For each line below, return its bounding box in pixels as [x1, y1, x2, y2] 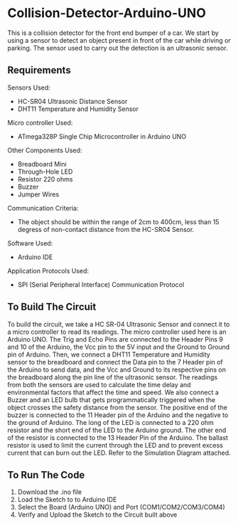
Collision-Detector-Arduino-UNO [7, 5, 206, 21]
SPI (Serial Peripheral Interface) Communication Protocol [17, 280, 185, 289]
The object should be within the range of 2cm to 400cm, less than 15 [17, 217, 220, 226]
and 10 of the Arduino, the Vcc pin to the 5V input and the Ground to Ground [7, 342, 230, 351]
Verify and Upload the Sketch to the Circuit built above [17, 510, 178, 519]
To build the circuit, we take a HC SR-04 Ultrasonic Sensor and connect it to [7, 320, 230, 328]
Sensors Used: [7, 83, 51, 92]
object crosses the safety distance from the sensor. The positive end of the [7, 403, 227, 411]
